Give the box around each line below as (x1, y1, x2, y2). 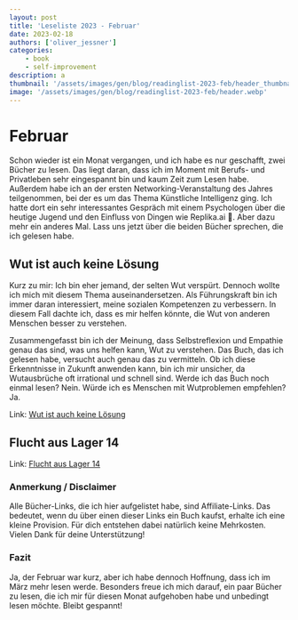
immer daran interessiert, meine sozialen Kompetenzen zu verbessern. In (9, 299, 277, 310)
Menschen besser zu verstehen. (9, 318, 127, 329)
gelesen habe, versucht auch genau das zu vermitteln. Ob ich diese (9, 354, 255, 365)
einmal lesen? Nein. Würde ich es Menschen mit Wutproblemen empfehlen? (9, 382, 286, 393)
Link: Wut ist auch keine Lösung (9, 409, 126, 420)
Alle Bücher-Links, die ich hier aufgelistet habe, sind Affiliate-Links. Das (9, 501, 271, 511)
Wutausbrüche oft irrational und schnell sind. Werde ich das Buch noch (9, 373, 270, 383)
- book (25, 54, 50, 63)
